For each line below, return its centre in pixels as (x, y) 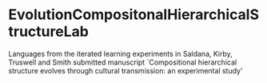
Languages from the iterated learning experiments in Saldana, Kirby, (121, 53)
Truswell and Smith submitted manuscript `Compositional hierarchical (123, 62)
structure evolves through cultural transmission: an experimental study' (126, 70)
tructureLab (49, 32)
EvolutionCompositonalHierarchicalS (134, 15)
